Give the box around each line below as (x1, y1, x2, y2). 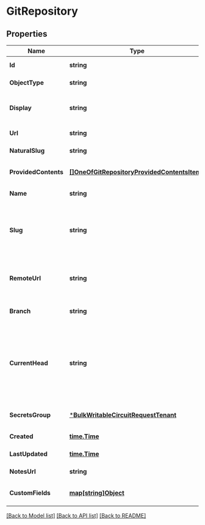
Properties (6, 29, 48, 39)
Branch (9, 307, 31, 315)
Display (9, 104, 32, 112)
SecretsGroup (9, 411, 51, 419)
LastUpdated (9, 450, 48, 458)
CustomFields (9, 489, 51, 497)
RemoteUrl (9, 274, 41, 282)
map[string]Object (69, 489, 124, 497)
